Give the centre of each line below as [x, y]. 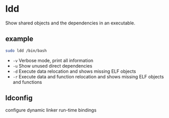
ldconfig [19, 98]
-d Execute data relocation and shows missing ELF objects [74, 71]
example [19, 39]
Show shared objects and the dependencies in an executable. [70, 23]
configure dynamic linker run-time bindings [51, 110]
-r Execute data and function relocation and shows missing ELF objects [88, 76]
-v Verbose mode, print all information [53, 60]
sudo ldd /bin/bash [26, 51]
